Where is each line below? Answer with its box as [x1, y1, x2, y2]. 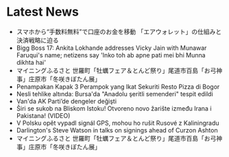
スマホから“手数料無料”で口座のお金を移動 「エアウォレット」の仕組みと [16, 27, 222, 35]
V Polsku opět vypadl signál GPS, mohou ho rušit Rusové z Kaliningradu [16, 119, 220, 127]
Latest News [6, 4, 80, 20]
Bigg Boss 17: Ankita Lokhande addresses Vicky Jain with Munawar [16, 44, 207, 52]
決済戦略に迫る [16, 35, 59, 44]
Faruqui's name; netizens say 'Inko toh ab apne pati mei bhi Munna [16, 51, 206, 59]
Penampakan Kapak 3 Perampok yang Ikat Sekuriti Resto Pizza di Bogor [16, 83, 220, 91]
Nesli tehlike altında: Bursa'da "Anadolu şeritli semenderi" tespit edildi [16, 89, 213, 98]
